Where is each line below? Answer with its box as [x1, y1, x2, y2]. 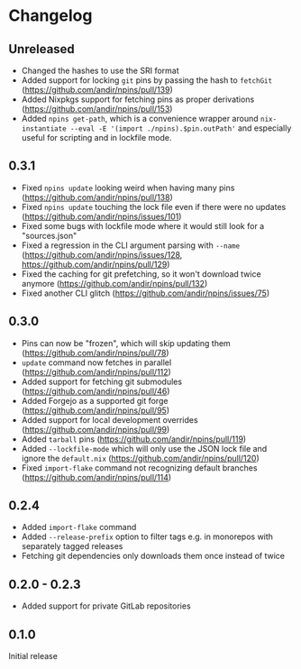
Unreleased [8, 41, 76, 57]
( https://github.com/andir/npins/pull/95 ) [21, 405, 170, 416]
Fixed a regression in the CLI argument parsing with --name [21, 240, 241, 251]
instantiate [21, 124, 67, 133]
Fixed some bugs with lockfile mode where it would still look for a [21, 220, 265, 231]
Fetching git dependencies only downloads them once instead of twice [21, 551, 286, 562]
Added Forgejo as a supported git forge [21, 395, 169, 406]
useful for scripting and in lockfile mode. [21, 133, 172, 142]
